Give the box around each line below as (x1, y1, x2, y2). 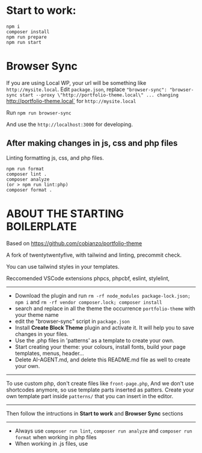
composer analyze (6, 176, 50, 183)
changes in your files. (14, 330, 69, 337)
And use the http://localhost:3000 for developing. (6, 120, 133, 128)
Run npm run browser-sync (6, 109, 72, 116)
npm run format (6, 166, 44, 172)
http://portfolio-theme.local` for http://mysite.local (6, 97, 136, 104)
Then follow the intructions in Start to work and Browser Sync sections (6, 410, 183, 417)
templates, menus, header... (14, 349, 84, 357)
